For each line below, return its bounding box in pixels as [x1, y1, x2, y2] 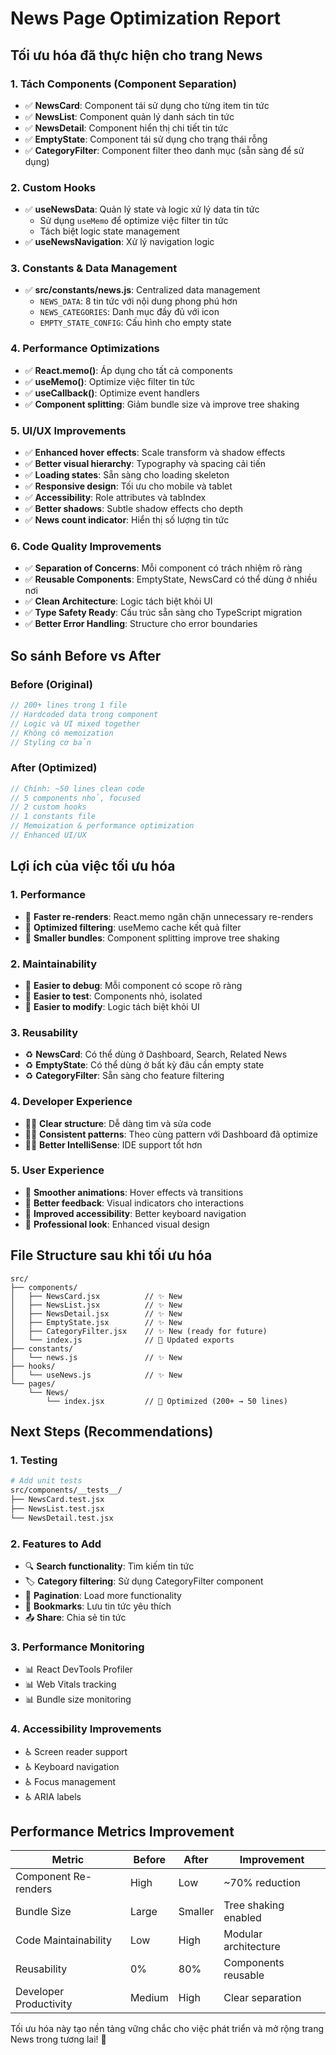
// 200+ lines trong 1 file [10, 700, 128, 711]
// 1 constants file [10, 812, 97, 822]
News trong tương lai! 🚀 [10, 2033, 107, 2046]
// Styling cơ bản [10, 737, 92, 747]
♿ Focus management [24, 1775, 117, 1787]
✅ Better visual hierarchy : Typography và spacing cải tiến [24, 458, 267, 470]
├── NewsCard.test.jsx [10, 1495, 105, 1505]
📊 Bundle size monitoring [24, 1693, 132, 1706]
